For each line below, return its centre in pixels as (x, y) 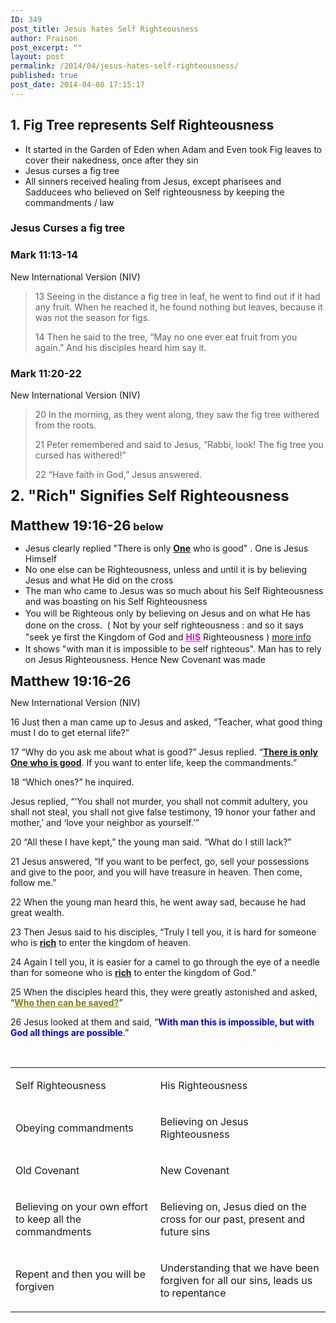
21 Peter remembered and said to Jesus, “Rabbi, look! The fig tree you (179, 445)
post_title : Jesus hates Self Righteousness (104, 29)
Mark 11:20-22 (46, 373)
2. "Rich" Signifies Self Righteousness (150, 496)
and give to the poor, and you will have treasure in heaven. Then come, (156, 872)
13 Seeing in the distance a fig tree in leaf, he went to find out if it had (177, 296)
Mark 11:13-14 (44, 255)
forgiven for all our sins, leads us (236, 1281)
